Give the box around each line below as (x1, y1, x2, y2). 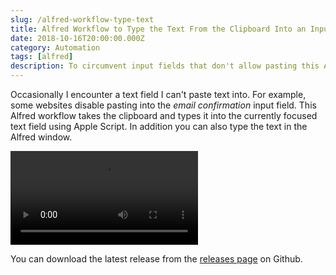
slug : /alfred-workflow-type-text (10, 14, 155, 25)
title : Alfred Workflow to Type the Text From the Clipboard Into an (10, 24, 307, 34)
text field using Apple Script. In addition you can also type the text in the (10, 121, 308, 132)
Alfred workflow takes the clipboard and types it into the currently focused (10, 110, 318, 121)
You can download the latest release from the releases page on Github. (10, 253, 303, 265)
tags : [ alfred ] (10, 52, 74, 62)
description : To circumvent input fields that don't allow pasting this (10, 61, 320, 71)
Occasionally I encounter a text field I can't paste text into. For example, (10, 89, 307, 100)
